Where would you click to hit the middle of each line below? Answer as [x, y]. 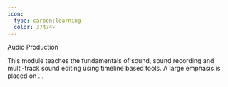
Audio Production [33, 47]
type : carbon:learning [47, 21]
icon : [15, 14]
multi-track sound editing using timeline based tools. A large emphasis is [114, 69]
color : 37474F [35, 27]
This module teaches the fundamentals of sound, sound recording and [111, 61]
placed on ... [26, 76]
